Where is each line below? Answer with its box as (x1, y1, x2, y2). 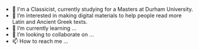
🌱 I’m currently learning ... (11, 24, 77, 32)
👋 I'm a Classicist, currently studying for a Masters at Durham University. (11, 6, 194, 12)
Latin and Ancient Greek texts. (11, 18, 88, 25)
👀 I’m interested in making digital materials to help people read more (11, 12, 182, 19)
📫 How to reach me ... (11, 37, 68, 45)
